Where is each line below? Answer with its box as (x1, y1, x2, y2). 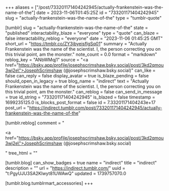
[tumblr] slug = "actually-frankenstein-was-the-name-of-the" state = (5, 25, 148, 31)
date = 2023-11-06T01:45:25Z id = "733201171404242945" (36, 10, 159, 16)
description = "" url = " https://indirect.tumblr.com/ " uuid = (5, 165, 126, 171)
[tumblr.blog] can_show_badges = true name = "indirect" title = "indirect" (5, 160, 157, 165)
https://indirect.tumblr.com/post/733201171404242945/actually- (29, 105, 162, 111)
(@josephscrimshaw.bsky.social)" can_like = (63, 67, 156, 73)
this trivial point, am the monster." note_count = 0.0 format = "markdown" (5, 51, 157, 57)
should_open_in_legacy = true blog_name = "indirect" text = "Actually (5, 78, 149, 84)
